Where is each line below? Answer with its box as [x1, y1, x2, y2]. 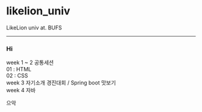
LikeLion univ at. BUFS [6, 24, 62, 31]
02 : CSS [6, 72, 28, 79]
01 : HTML [6, 66, 32, 73]
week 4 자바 [6, 87, 36, 94]
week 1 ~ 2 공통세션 [6, 59, 54, 66]
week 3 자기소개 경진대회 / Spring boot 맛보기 [6, 79, 116, 86]
